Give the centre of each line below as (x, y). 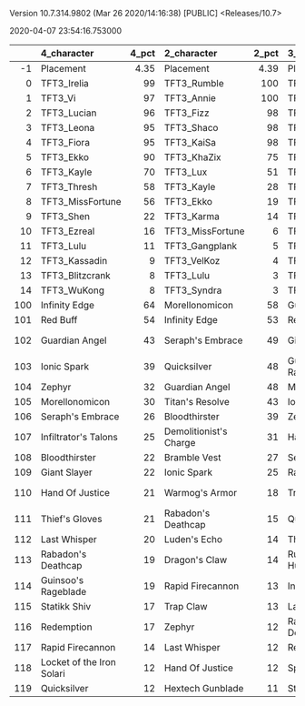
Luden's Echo (193, 539)
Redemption (66, 627)
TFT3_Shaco (191, 128)
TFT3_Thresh (69, 187)
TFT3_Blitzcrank (75, 275)
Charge (180, 443)
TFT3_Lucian (69, 113)
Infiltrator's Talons (79, 437)
